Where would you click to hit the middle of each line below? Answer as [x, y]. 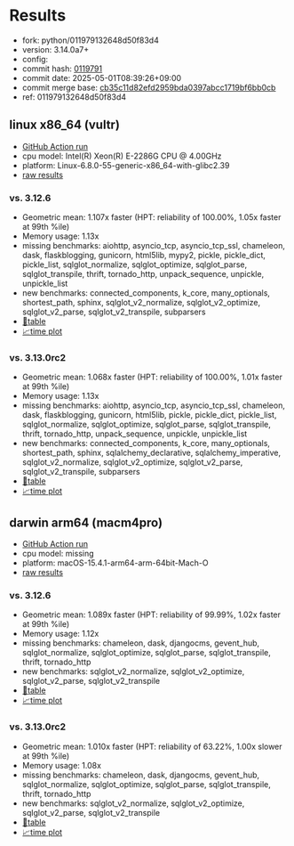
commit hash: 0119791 [62, 69]
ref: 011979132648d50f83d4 [74, 97]
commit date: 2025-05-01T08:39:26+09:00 [102, 77]
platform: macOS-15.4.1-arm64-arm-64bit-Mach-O [115, 563]
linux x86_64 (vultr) [64, 125]
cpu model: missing [58, 554]
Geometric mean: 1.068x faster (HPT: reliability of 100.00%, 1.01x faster [152, 377]
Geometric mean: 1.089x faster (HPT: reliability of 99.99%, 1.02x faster [151, 614]
